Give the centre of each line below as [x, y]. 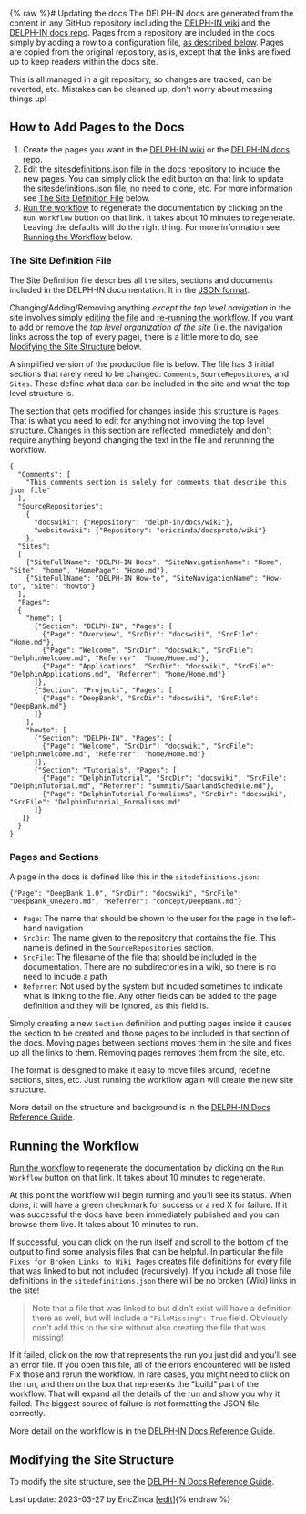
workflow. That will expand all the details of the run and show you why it [145, 1394]
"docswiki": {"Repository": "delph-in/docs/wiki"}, [133, 523]
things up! [28, 99]
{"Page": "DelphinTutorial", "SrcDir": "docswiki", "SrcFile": [164, 778]
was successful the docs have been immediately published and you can [144, 1214]
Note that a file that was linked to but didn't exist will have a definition [162, 1309]
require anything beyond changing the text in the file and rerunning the [142, 440]
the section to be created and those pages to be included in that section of [149, 1033]
